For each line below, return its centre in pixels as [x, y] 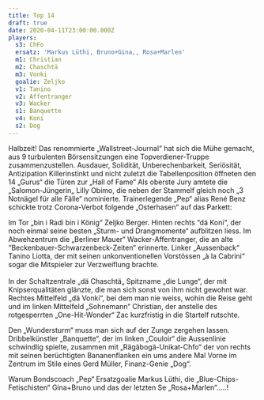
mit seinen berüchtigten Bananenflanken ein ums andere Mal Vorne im [123, 355]
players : [23, 38]
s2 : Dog [28, 126]
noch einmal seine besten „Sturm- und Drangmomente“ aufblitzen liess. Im [130, 231]
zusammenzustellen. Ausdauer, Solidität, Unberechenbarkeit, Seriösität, [125, 165]
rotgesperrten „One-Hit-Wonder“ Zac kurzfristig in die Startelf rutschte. [124, 315]
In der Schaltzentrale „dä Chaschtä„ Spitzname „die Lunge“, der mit [118, 281]
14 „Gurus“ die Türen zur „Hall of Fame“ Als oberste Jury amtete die [118, 182]
